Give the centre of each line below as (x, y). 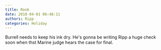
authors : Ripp (20, 19)
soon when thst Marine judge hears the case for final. (59, 43)
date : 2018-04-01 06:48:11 (33, 14)
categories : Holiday (26, 23)
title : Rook (17, 10)
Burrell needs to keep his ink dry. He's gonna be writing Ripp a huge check (80, 37)
